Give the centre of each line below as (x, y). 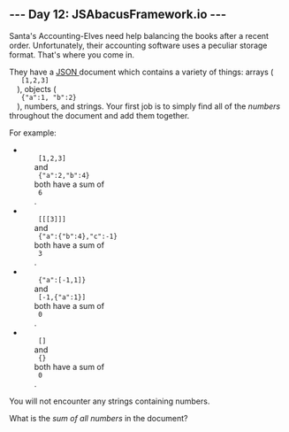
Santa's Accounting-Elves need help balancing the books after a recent (139, 35)
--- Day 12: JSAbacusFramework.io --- (118, 15)
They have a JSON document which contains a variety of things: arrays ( (141, 72)
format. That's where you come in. (72, 54)
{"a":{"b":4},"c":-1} (78, 236)
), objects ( (37, 89)
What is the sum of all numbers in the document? (99, 418)
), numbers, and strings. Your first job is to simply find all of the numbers (149, 106)
